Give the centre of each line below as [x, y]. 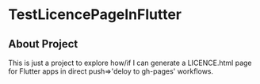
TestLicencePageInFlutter [95, 15]
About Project [43, 44]
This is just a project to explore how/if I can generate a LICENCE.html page [130, 63]
